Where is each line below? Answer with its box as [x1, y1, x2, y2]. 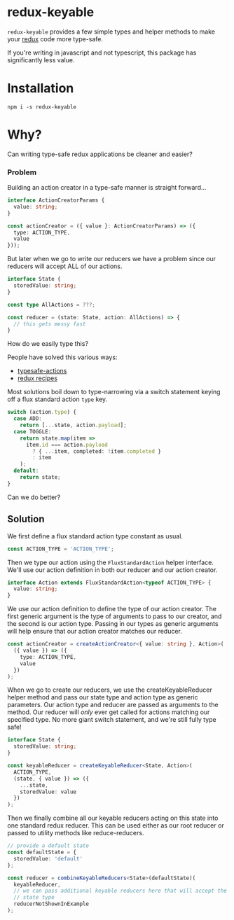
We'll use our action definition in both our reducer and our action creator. [7, 565, 218, 574]
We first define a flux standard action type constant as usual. [7, 531, 184, 540]
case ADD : [13, 415, 42, 422]
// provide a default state [7, 842, 90, 849]
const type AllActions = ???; [7, 301, 96, 308]
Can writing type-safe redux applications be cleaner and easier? [7, 150, 193, 158]
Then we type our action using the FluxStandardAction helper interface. [7, 558, 214, 566]
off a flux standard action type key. [7, 395, 108, 403]
